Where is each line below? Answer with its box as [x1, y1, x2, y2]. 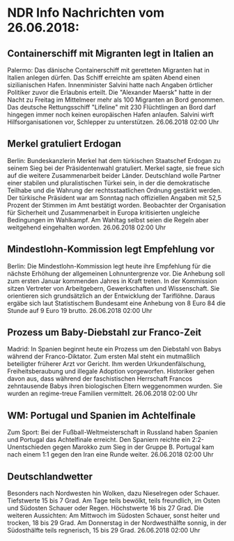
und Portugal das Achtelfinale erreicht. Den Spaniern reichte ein [7, 436, 191, 444]
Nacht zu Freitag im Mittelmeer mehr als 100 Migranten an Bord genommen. [7, 96, 225, 104]
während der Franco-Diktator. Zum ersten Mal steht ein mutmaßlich [7, 352, 201, 360]
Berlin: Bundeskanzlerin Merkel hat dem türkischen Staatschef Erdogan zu [7, 156, 221, 165]
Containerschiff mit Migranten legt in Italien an [7, 47, 214, 59]
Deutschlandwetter [7, 471, 93, 482]
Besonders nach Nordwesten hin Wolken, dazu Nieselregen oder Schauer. [7, 489, 220, 498]
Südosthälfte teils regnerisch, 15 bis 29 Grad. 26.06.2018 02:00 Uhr [7, 526, 201, 535]
